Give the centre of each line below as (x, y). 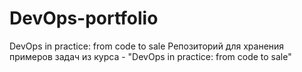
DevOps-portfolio (84, 18)
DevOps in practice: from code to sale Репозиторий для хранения (147, 46)
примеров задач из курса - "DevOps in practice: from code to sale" (150, 56)
